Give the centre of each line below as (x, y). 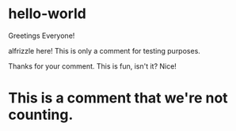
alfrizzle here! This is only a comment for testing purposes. (104, 51)
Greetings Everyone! (42, 36)
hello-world (48, 14)
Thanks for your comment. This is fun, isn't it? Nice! (92, 66)
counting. (41, 115)
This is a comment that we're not (118, 98)
